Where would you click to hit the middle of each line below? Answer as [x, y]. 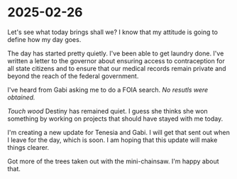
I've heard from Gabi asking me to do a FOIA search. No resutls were [108, 89]
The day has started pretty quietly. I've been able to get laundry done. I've [116, 53]
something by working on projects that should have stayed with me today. [115, 119]
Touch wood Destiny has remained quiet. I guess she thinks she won [108, 111]
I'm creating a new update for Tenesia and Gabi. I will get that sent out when [119, 132]
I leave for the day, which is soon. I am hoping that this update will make [112, 140]
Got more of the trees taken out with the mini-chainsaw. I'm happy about [113, 161]
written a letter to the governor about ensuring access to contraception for [116, 60]
